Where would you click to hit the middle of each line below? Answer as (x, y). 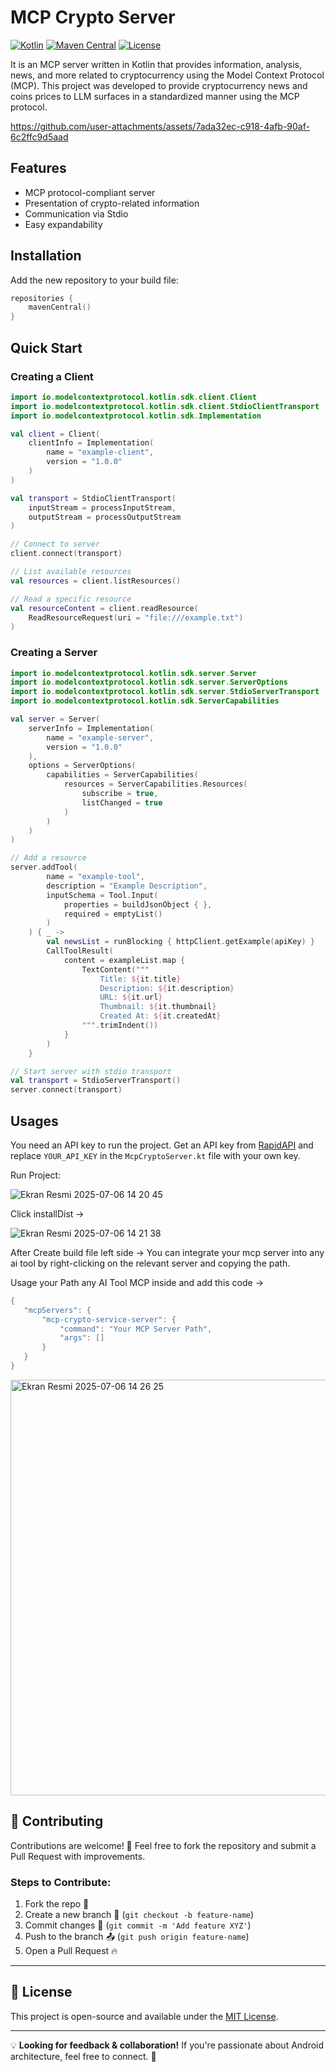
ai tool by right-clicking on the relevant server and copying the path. (150, 1263)
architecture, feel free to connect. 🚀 (83, 2056)
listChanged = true (122, 802)
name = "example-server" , (100, 737)
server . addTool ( (44, 867)
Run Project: (36, 1175)
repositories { (42, 298)
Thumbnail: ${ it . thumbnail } (158, 1007)
